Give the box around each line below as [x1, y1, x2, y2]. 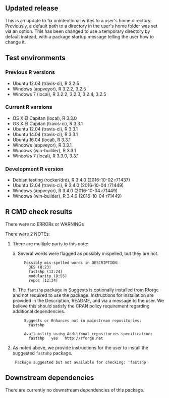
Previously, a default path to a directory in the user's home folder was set [5, 23, 158, 29]
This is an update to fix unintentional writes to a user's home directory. [5, 17, 152, 23]
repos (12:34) [28, 278, 58, 283]
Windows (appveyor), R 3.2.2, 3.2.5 [12, 85, 86, 92]
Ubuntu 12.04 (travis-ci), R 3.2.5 [12, 80, 80, 86]
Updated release [5, 4, 59, 13]
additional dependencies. [12, 308, 66, 314]
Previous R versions [5, 69, 55, 76]
